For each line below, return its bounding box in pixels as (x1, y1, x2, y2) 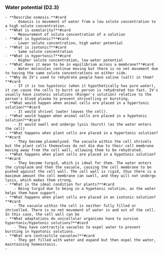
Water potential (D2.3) (5, 4, 60, 11)
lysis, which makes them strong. (5, 178, 73, 183)
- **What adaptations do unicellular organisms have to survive (5, 216, 139, 221)
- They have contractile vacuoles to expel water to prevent (14, 225, 141, 230)
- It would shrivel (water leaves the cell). (14, 109, 108, 114)
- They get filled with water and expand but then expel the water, (14, 238, 156, 243)
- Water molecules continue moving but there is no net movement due (14, 67, 159, 71)
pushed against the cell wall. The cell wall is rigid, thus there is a (5, 169, 156, 174)
